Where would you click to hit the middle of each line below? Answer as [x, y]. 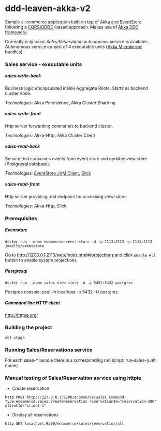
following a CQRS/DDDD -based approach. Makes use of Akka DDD [72, 27]
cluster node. [18, 93]
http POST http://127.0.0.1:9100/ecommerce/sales [56, 398]
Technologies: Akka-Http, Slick [36, 206]
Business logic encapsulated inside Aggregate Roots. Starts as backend [77, 88]
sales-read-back [22, 146]
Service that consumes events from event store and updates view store [76, 158]
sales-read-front [22, 184]
